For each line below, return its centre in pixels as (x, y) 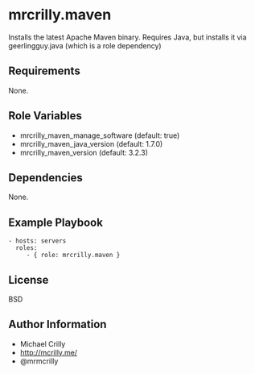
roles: (27, 248)
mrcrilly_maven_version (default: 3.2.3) (84, 152)
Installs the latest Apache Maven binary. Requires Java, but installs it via (127, 37)
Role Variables (45, 116)
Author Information (58, 324)
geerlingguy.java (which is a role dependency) (85, 45)
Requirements (44, 71)
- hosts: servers (37, 241)
